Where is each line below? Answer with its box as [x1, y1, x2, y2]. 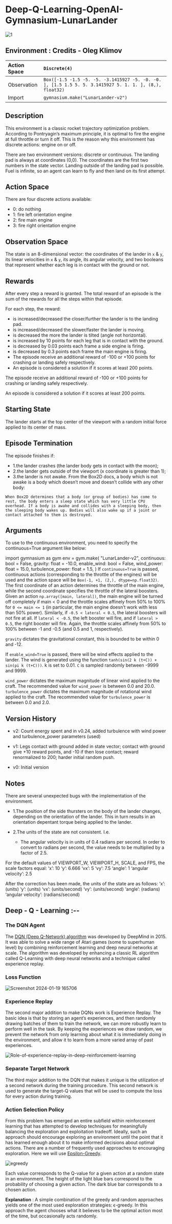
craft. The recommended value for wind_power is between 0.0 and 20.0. [5, 683, 155, 689]
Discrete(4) [43, 65, 73, 71]
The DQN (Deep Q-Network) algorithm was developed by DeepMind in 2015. [5, 933, 167, 940]
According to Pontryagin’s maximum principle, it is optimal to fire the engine [5, 130, 165, 137]
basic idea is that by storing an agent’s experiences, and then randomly [5, 1015, 156, 1021]
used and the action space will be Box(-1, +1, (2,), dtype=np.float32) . [5, 577, 159, 583]
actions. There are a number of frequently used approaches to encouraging [5, 1144, 165, 1151]
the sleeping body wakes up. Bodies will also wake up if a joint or [5, 508, 157, 513]
